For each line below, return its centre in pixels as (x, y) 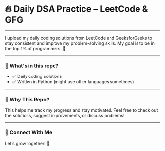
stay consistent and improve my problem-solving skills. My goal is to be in (80, 43)
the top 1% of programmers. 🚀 (36, 48)
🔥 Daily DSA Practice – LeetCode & (77, 9)
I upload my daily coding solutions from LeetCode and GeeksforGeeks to (79, 38)
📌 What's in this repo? (32, 66)
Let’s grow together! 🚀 (27, 143)
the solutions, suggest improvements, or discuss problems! (65, 115)
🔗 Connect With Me (29, 132)
